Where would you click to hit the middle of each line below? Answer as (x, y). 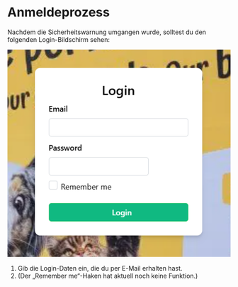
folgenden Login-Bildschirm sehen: (59, 39)
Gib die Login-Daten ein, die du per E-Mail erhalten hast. (100, 268)
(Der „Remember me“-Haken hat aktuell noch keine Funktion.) (108, 276)
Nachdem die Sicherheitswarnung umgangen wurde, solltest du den (107, 32)
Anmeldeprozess (58, 12)
